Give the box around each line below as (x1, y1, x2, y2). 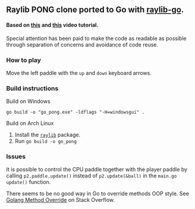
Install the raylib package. (14, 131, 81, 139)
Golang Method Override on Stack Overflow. (6, 196, 115, 204)
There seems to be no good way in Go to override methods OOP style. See (6, 190, 189, 197)
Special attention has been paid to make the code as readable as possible (6, 35, 187, 42)
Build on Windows (6, 98, 51, 105)
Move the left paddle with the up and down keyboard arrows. (6, 69, 152, 76)
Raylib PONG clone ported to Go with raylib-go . (6, 5, 184, 15)
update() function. (6, 179, 51, 186)
